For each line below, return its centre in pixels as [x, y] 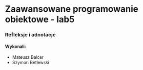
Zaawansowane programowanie [72, 9]
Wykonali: [16, 46]
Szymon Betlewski [31, 63]
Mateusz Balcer [28, 57]
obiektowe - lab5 [40, 19]
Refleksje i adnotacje [31, 35]
